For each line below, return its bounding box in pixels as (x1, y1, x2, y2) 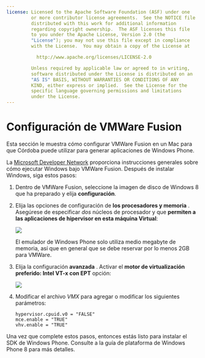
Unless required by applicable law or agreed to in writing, (31, 65, 190, 71)
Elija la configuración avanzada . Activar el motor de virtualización (15, 263, 185, 270)
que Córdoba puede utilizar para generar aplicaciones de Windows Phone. (6, 146, 195, 154)
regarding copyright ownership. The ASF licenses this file (31, 26, 190, 32)
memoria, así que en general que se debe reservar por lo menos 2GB (15, 244, 190, 252)
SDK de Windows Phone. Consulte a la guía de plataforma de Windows (6, 339, 185, 346)
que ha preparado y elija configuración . (15, 190, 116, 197)
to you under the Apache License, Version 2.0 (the (31, 32, 166, 38)
